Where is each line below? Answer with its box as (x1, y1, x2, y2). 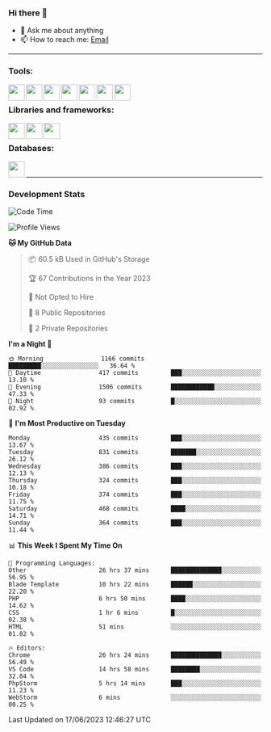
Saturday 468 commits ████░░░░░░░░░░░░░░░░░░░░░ (8, 505, 262, 513)
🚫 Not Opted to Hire (27, 292, 94, 302)
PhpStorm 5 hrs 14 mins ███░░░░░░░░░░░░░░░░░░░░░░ (8, 679, 262, 688)
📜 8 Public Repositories (27, 308, 106, 318)
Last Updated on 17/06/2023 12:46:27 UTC (8, 715, 152, 725)
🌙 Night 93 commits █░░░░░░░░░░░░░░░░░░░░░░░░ (8, 398, 262, 406)
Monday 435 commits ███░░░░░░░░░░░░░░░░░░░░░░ (8, 434, 262, 443)
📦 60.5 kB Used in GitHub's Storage (27, 255, 150, 264)
